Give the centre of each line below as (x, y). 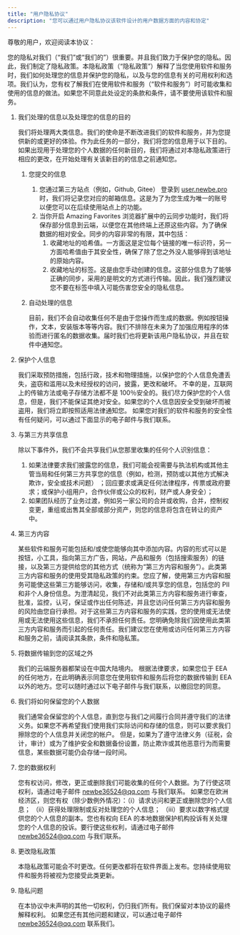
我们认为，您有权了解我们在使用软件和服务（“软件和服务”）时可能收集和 (126, 84)
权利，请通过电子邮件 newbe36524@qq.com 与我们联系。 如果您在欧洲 (123, 791)
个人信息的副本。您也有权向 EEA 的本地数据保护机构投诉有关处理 (132, 818)
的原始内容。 (69, 261)
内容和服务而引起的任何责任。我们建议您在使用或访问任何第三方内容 (130, 629)
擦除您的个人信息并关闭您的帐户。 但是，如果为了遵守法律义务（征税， (122, 734)
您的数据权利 (36, 767)
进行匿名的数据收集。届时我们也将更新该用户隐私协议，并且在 (132, 335)
